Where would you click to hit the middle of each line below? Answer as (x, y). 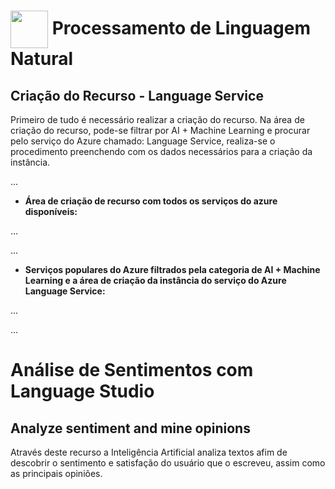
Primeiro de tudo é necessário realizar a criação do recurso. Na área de (157, 119)
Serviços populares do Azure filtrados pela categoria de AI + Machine (172, 269)
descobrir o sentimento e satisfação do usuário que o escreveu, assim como (168, 463)
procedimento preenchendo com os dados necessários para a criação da (161, 151)
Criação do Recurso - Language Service (137, 95)
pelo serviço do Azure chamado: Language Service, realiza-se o (143, 141)
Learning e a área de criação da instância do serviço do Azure (155, 280)
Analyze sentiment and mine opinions (130, 428)
